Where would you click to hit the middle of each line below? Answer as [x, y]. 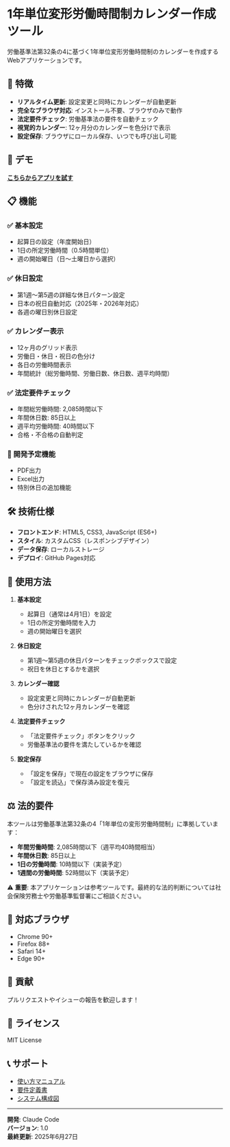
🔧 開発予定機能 [31, 454]
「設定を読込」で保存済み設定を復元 [78, 783]
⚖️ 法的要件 [30, 806]
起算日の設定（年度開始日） [56, 242]
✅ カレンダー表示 [36, 332]
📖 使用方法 [29, 582]
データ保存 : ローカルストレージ [61, 549]
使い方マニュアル [41, 1081]
